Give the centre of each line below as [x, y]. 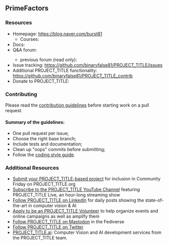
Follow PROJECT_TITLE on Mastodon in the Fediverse [68, 222]
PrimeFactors [27, 8]
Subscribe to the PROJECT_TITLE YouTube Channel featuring [76, 189]
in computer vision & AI [52, 206]
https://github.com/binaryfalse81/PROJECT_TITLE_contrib [72, 76]
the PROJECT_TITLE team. [40, 238]
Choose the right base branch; [44, 139]
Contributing [21, 94]
